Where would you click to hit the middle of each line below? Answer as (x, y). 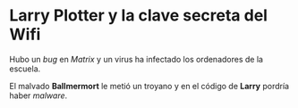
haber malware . (38, 96)
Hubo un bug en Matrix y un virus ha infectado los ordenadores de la (136, 59)
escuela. (25, 69)
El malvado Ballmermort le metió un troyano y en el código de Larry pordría (149, 86)
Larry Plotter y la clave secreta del (139, 16)
